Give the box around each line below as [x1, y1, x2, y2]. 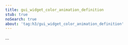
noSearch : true [5, 16, 37, 21]
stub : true [5, 12, 28, 17]
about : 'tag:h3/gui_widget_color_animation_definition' [5, 21, 124, 26]
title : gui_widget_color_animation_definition [5, 7, 104, 12]
